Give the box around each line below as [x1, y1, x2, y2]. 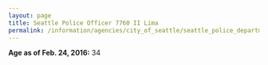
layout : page [8, 11, 52, 20]
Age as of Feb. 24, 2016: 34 [8, 48, 101, 58]
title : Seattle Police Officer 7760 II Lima [8, 19, 159, 27]
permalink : [8, 26, 45, 34]
